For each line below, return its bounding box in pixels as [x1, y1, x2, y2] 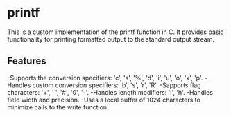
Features [7, 55, 46, 67]
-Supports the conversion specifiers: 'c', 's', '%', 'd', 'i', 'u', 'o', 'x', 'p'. [7, 73, 203, 82]
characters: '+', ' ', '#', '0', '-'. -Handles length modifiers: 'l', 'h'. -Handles [7, 88, 214, 96]
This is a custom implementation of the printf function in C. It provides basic [7, 28, 224, 36]
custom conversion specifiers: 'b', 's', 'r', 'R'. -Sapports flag [32, 81, 201, 89]
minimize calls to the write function [7, 102, 108, 111]
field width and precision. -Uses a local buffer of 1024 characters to [7, 96, 201, 104]
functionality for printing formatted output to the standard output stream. [7, 35, 215, 43]
